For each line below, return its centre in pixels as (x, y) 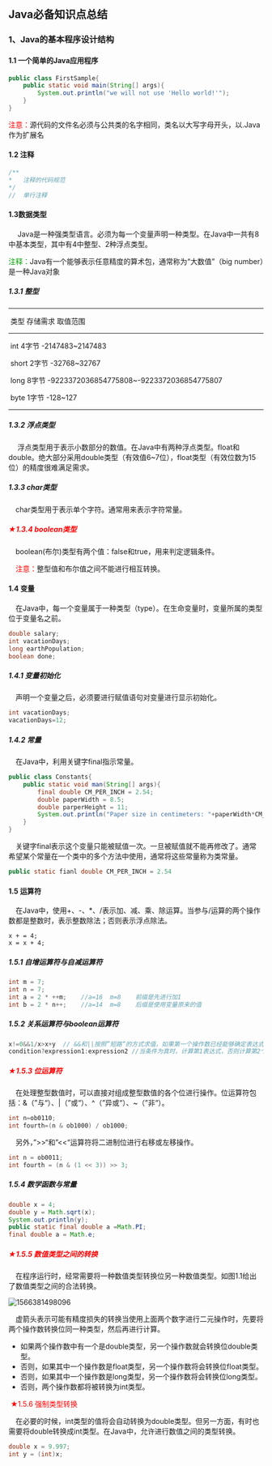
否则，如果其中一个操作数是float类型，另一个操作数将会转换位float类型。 (141, 1366)
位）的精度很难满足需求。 (51, 467)
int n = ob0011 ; (36, 1158)
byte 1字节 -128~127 (44, 397)
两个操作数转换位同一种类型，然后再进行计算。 (86, 1329)
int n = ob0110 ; (32, 1119)
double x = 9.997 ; (39, 1447)
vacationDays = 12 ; (38, 720)
